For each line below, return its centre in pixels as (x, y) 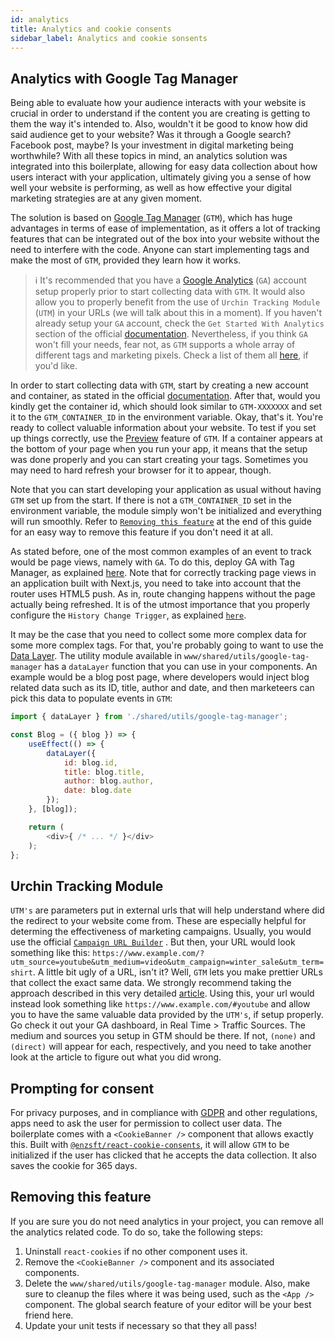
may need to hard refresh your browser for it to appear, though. (141, 470)
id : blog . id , (90, 762)
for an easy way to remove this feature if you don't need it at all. (142, 532)
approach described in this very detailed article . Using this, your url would (162, 993)
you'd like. (56, 366)
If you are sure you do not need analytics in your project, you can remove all (167, 1221)
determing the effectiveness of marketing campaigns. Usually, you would (161, 932)
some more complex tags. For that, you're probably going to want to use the (167, 645)
